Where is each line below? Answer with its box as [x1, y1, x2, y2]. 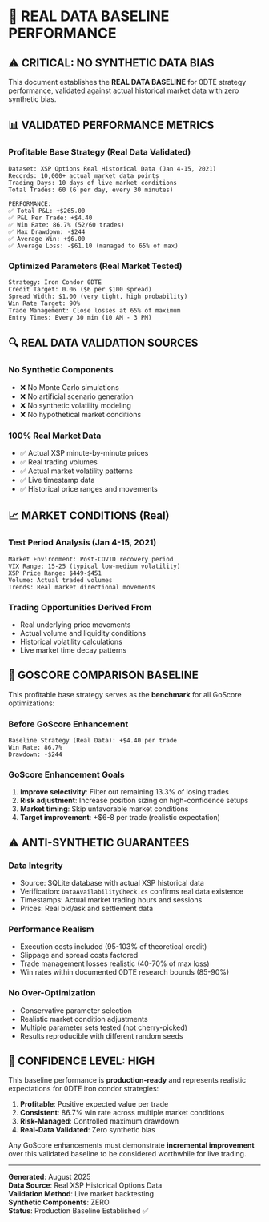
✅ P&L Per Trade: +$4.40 [8, 214, 93, 222]
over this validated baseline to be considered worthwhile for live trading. [8, 1149, 247, 1159]
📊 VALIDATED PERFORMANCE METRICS [8, 119, 215, 132]
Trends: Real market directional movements [8, 583, 156, 591]
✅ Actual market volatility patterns [19, 466, 134, 476]
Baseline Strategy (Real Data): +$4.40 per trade [8, 737, 178, 745]
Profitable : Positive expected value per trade [19, 1099, 169, 1109]
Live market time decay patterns [19, 645, 127, 655]
